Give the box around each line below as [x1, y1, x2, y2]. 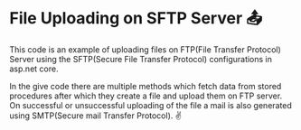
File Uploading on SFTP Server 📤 [9, 8, 263, 29]
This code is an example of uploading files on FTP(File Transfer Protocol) [9, 43, 282, 55]
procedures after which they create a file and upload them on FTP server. [9, 90, 283, 101]
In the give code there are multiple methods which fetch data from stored [9, 80, 282, 91]
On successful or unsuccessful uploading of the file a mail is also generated [9, 99, 292, 110]
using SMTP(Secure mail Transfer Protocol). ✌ [9, 110, 183, 121]
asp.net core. [9, 63, 59, 74]
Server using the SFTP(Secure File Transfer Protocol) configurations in [9, 53, 273, 64]
